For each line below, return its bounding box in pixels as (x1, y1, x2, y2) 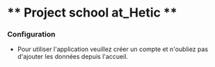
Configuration (7, 30, 56, 39)
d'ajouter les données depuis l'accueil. (17, 52, 129, 61)
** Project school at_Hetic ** (7, 5, 177, 21)
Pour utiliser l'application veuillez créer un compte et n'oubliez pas (17, 45, 209, 53)
